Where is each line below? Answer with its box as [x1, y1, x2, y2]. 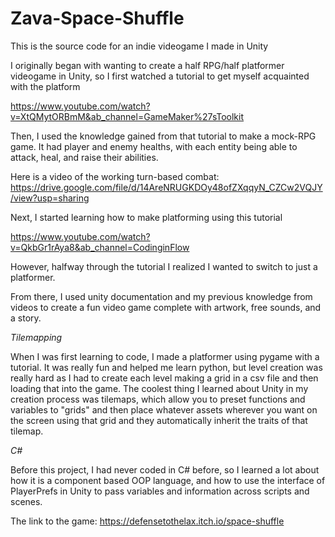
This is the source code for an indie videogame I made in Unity [10, 40, 269, 52]
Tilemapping [10, 331, 63, 343]
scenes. [10, 495, 43, 507]
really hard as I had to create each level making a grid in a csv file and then [10, 372, 319, 384]
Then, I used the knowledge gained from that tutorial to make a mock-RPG [10, 130, 317, 142]
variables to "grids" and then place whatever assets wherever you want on [10, 403, 318, 416]
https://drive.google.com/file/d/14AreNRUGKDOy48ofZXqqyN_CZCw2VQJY [10, 181, 323, 193]
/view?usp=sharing [10, 192, 90, 204]
